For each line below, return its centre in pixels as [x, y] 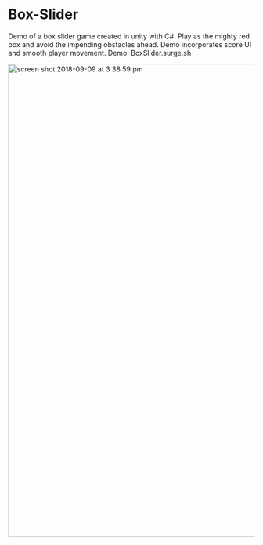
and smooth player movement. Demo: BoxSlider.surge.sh [100, 53]
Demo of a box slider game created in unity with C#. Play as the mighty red [129, 36]
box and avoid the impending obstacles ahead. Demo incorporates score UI [130, 44]
